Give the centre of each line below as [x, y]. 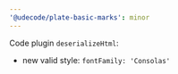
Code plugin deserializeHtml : [64, 43]
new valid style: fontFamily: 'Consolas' [96, 60]
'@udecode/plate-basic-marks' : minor [80, 17]
